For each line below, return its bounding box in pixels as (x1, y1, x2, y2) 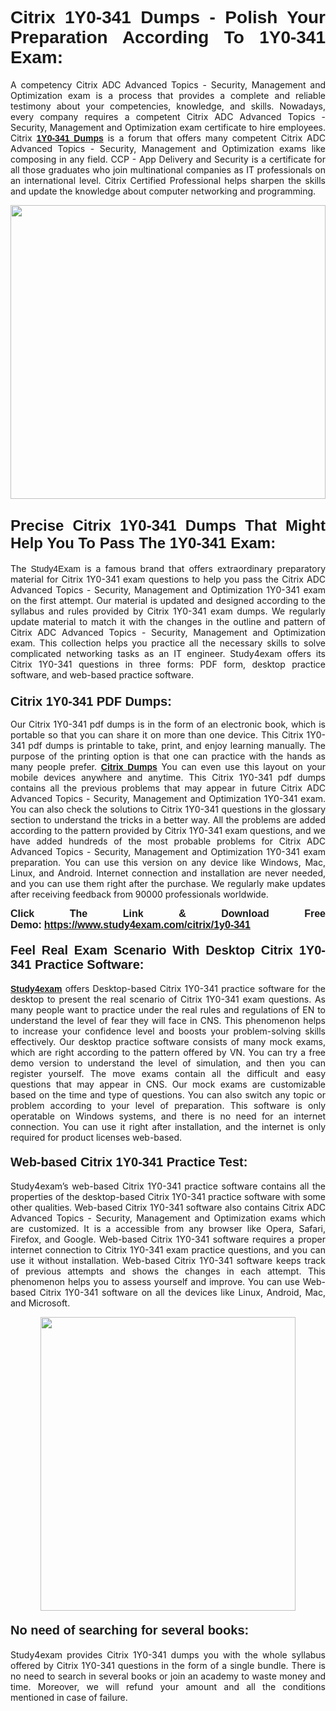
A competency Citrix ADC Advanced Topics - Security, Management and (10, 78, 326, 91)
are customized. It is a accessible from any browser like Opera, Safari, (10, 1223, 326, 1235)
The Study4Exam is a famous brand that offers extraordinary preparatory (10, 562, 326, 574)
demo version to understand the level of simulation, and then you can (10, 1057, 326, 1069)
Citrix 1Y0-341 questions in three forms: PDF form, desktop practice (10, 658, 326, 670)
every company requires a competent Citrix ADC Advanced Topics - (10, 110, 326, 122)
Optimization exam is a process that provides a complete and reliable (10, 89, 326, 101)
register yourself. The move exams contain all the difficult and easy (10, 1068, 326, 1080)
